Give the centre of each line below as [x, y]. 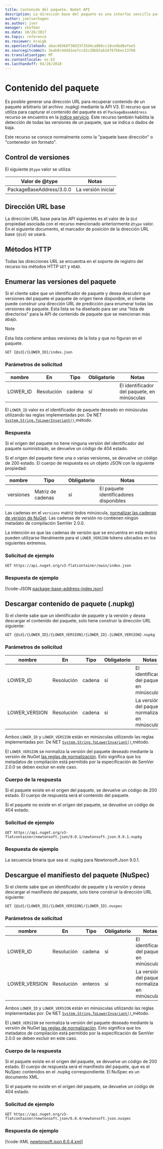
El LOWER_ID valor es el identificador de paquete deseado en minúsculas [76, 410]
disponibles [113, 500]
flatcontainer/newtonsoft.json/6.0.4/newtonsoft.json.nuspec [68, 1119]
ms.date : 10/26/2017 [26, 32]
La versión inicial [95, 189]
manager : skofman [23, 28]
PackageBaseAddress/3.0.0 [40, 189]
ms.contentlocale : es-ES [30, 59]
